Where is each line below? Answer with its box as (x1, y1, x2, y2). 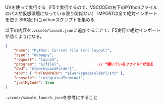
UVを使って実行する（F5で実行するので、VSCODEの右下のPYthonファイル (5, 4, 158, 10)
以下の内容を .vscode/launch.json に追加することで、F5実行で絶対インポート (5, 27, 161, 33)
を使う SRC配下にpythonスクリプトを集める (5, 17, 95, 22)
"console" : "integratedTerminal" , (14, 76, 85, 81)
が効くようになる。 (5, 34, 45, 39)
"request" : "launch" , (14, 57, 58, 62)
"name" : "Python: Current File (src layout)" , (14, 48, 112, 53)
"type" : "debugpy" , (14, 52, 55, 57)
